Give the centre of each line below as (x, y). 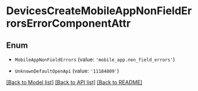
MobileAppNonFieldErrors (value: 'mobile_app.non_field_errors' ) (95, 59)
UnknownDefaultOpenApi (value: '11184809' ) (67, 71)
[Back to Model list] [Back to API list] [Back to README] (74, 82)
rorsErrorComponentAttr (68, 23)
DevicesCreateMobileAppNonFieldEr (99, 11)
